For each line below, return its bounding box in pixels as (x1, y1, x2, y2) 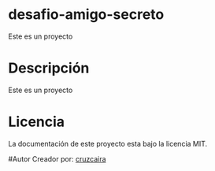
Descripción (8, 59, 90, 77)
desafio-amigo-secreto (8, 6, 165, 24)
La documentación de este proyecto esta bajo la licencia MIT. (8, 139, 208, 148)
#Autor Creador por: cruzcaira (8, 154, 106, 163)
